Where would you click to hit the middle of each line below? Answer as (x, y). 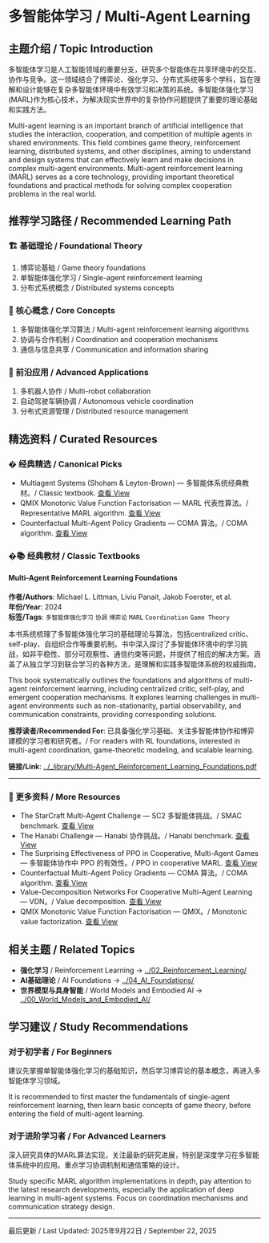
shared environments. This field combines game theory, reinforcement (124, 143)
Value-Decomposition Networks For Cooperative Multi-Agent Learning (136, 892)
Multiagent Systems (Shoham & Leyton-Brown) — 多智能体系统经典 (131, 483)
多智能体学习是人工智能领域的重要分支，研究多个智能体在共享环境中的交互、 (134, 69)
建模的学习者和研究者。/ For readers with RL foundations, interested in (124, 741)
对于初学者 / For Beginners (60, 1051)
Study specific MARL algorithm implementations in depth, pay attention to (130, 1181)
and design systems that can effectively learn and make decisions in (121, 160)
